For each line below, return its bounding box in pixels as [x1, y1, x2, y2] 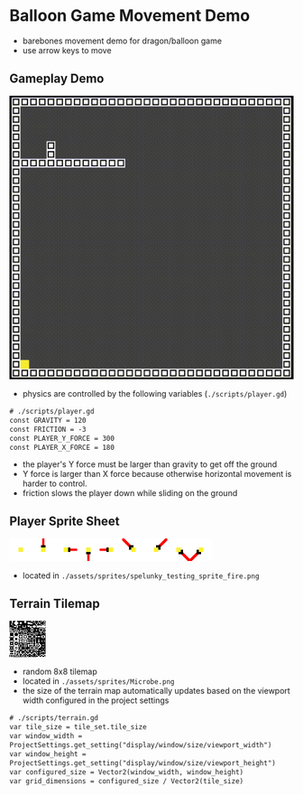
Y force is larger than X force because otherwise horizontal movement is [22, 469, 292, 480]
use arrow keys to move [22, 44, 112, 55]
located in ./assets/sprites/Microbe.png [22, 675, 175, 687]
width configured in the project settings [22, 695, 170, 706]
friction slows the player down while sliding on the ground [22, 488, 238, 499]
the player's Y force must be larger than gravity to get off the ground [22, 459, 278, 470]
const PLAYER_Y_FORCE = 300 [9, 435, 115, 444]
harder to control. [22, 478, 87, 489]
